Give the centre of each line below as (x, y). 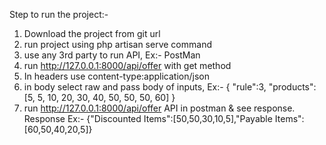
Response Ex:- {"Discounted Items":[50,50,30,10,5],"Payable (148, 118)
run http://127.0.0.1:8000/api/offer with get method (127, 65)
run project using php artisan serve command (117, 44)
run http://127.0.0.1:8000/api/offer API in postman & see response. (159, 108)
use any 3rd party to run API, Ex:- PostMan (112, 55)
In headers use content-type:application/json (116, 76)
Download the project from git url (92, 33)
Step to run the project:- (59, 14)
